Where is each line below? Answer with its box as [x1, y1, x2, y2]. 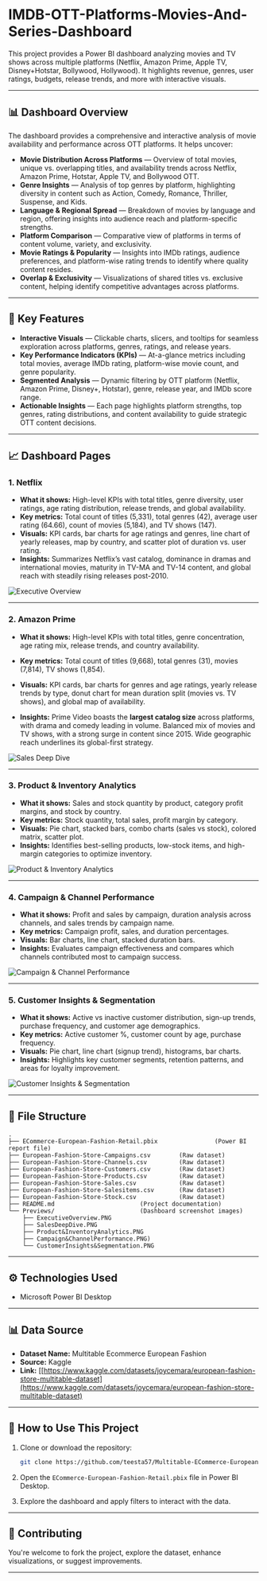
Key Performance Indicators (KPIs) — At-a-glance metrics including [19, 350, 246, 360]
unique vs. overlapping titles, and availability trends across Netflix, [19, 163, 237, 173]
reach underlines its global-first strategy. [19, 738, 153, 747]
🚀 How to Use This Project [8, 1422, 139, 1435]
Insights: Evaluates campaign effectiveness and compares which [19, 944, 234, 953]
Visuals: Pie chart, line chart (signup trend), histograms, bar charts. [19, 1046, 242, 1056]
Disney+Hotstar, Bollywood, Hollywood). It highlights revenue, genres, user [8, 65, 254, 75]
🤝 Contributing [8, 1526, 83, 1540]
